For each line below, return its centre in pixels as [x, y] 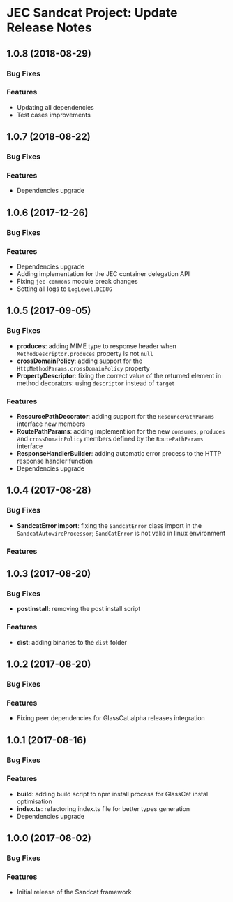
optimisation [35, 801]
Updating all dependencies [55, 107]
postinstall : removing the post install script [78, 609]
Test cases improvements [54, 115]
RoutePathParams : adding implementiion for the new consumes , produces [121, 431]
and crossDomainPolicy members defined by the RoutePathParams [110, 439]
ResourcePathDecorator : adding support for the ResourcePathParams [115, 416]
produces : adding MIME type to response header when [97, 346]
